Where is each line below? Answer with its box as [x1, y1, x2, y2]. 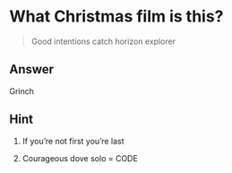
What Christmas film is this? [9, 6, 224, 27]
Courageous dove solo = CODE [21, 152, 139, 163]
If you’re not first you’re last [21, 135, 125, 146]
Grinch [9, 85, 34, 96]
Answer [9, 62, 55, 77]
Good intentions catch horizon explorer [30, 36, 176, 47]
